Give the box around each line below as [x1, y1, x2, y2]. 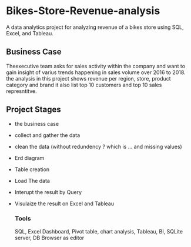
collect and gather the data [14, 131, 81, 139]
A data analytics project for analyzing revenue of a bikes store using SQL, [6, 24, 184, 31]
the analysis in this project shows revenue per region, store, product [6, 75, 172, 82]
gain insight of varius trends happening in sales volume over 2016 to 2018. [6, 69, 186, 76]
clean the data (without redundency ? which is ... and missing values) [14, 143, 182, 150]
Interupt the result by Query [14, 188, 82, 195]
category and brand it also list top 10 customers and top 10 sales [6, 81, 162, 88]
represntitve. [6, 87, 37, 95]
